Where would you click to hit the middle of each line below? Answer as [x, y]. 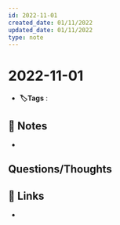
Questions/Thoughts [60, 169]
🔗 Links [26, 196]
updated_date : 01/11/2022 [50, 30]
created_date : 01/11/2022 [50, 23]
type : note [26, 37]
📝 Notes [28, 126]
